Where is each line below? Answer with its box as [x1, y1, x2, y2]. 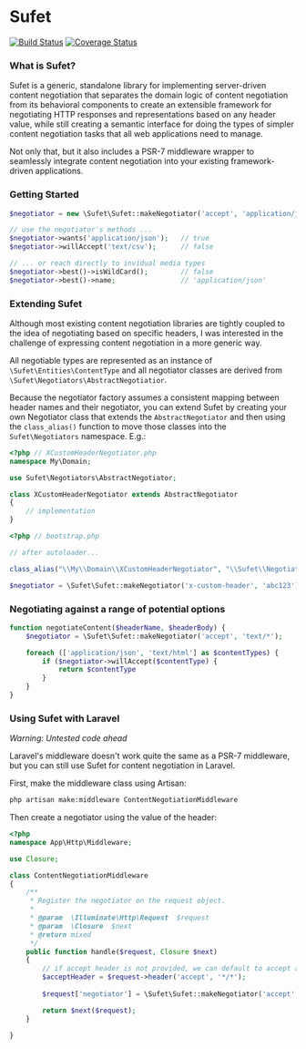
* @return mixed [29, 930, 92, 940]
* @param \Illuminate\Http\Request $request [29, 913, 209, 922]
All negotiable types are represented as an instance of [9, 355, 213, 365]
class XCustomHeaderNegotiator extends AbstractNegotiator [9, 489, 239, 499]
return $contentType [57, 665, 137, 674]
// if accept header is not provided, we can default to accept [42, 964, 291, 973]
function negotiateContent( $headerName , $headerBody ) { [9, 622, 226, 632]
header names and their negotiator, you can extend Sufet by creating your [9, 401, 287, 412]
